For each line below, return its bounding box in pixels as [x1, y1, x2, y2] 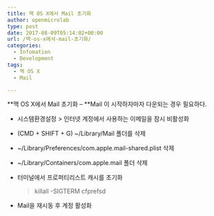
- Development [13, 55, 54, 62]
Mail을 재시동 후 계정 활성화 [17, 202, 92, 210]
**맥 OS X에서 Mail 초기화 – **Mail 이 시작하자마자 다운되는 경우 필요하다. [7, 100, 207, 108]
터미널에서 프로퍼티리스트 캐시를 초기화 [17, 173, 123, 181]
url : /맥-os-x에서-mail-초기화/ [7, 36, 92, 43]
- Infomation [13, 49, 51, 56]
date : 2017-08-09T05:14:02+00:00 [7, 29, 104, 37]
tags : [7, 61, 23, 68]
